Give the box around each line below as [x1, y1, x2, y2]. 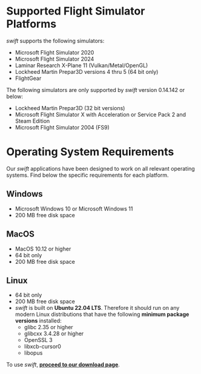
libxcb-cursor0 [24, 343, 62, 350]
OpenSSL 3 [24, 336, 53, 344]
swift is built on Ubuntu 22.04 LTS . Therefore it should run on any [15, 304, 180, 312]
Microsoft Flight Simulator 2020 [15, 48, 94, 56]
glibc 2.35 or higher [24, 324, 74, 331]
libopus [24, 349, 43, 356]
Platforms [6, 17, 56, 31]
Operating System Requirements [6, 145, 174, 159]
